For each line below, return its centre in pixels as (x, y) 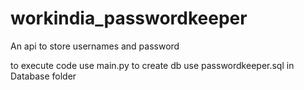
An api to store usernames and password (95, 46)
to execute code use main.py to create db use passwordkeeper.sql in (152, 65)
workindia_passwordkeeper (129, 18)
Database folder (43, 76)
